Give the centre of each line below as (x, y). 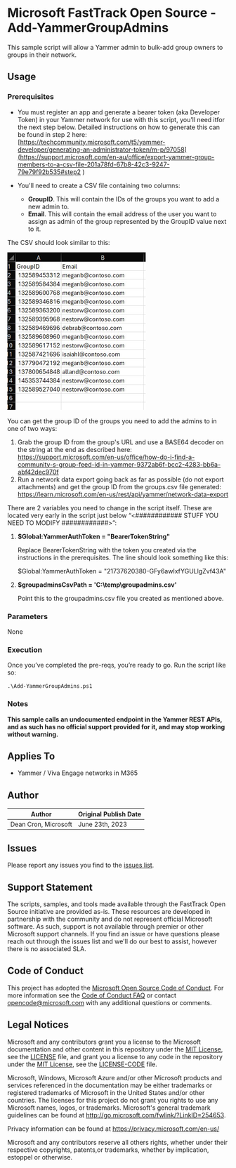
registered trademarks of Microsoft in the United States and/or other (106, 1092)
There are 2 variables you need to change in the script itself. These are (110, 507)
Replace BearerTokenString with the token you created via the (107, 550)
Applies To (31, 756)
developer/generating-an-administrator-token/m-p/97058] (102, 150)
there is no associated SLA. (47, 949)
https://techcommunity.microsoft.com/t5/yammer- (93, 142)
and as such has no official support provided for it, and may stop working (116, 726)
